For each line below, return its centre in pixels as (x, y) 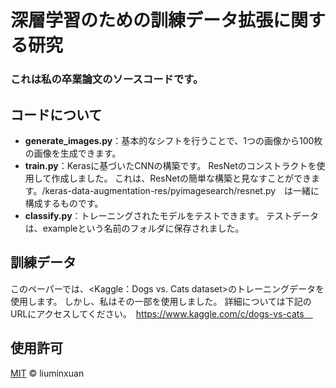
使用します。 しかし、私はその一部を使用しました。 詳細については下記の (161, 301)
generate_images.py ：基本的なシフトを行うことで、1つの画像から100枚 (173, 140)
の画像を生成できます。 (73, 153)
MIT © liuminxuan (47, 373)
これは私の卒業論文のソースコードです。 (107, 79)
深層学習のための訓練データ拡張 (142, 20)
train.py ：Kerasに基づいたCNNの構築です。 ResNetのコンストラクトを (170, 165)
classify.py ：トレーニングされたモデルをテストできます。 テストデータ (172, 215)
